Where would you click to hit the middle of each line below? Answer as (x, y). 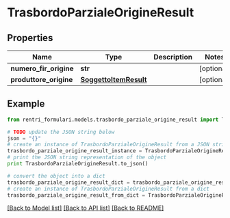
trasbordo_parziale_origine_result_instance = (75, 151)
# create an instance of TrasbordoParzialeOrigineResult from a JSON (108, 145)
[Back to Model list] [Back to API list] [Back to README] (86, 208)
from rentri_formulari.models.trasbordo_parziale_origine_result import (113, 120)
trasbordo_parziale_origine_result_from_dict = (76, 195)
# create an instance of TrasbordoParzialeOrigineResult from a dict (108, 189)
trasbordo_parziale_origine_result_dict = (68, 182)
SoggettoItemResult (114, 80)
